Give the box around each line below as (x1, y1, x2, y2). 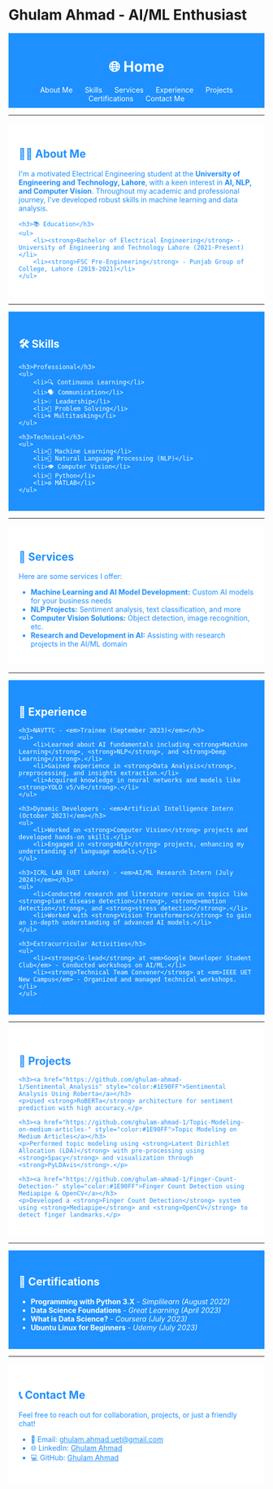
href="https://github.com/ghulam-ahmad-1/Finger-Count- (44, 1175, 237, 1183)
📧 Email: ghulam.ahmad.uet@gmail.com (30, 1434, 164, 1444)
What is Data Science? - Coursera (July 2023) (30, 1313, 188, 1323)
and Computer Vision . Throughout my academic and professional (19, 185, 240, 196)
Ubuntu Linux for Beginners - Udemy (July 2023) (30, 1322, 197, 1332)
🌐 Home (108, 58, 165, 76)
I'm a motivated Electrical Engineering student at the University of (19, 168, 240, 178)
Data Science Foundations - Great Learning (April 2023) (30, 1305, 222, 1315)
